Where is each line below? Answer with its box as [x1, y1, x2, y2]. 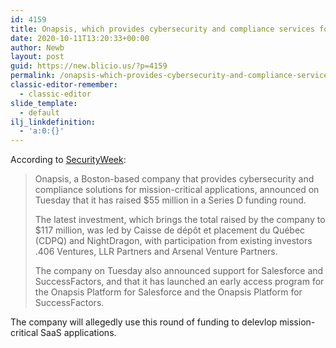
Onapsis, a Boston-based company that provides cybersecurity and [34, 173, 315, 185]
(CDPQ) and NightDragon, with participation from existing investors [34, 235, 313, 247]
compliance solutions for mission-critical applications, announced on [34, 184, 320, 196]
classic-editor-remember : [10, 80, 118, 90]
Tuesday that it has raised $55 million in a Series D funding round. [34, 194, 307, 206]
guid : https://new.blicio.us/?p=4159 [10, 61, 168, 71]
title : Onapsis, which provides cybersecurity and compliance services [10, 24, 315, 34]
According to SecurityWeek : [10, 154, 127, 166]
